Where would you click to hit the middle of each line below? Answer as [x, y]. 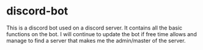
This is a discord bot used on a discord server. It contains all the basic [94, 28]
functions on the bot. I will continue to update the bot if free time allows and [102, 34]
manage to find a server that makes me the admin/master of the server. [96, 40]
